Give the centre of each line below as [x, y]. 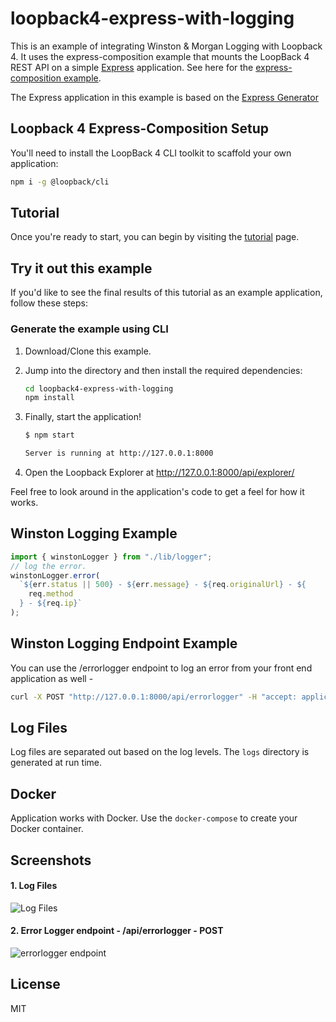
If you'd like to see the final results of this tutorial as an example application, [166, 293]
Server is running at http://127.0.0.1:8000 [119, 453]
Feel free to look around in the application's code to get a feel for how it [157, 492]
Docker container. [47, 829]
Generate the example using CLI [89, 329]
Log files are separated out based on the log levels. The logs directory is [160, 752]
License [35, 984]
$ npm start [49, 435]
